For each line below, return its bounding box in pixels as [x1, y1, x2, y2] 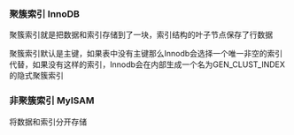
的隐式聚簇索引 [9, 71, 64, 81]
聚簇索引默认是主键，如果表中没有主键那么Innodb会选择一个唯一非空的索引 [9, 49, 283, 59]
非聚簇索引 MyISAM [9, 94, 95, 107]
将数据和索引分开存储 [9, 116, 87, 127]
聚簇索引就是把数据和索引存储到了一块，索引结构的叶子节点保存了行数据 [9, 29, 273, 41]
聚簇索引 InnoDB [9, 7, 80, 19]
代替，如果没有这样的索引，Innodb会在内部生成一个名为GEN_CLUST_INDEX [9, 59, 286, 70]
